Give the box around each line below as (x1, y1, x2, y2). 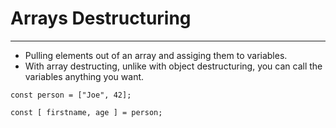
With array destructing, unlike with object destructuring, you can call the (24, 60, 323, 72)
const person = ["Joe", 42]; (10, 90, 132, 100)
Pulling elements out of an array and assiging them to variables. (24, 49, 288, 61)
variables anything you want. (24, 70, 145, 82)
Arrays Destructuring (10, 7, 192, 30)
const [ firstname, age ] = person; (10, 107, 163, 117)
